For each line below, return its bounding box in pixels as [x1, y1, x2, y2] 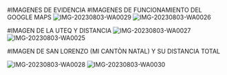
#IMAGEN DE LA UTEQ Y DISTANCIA [7, 27, 112, 34]
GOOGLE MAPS [7, 13, 52, 21]
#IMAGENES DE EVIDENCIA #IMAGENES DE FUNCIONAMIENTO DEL [7, 6, 202, 14]
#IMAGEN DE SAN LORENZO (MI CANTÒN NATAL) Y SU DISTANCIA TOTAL [7, 47, 220, 55]
